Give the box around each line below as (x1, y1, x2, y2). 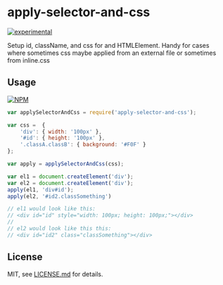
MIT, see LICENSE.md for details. (7, 270, 103, 278)
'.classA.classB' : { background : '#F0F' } (20, 141, 146, 148)
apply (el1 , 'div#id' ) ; (7, 186, 74, 194)
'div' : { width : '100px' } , (20, 128, 102, 135)
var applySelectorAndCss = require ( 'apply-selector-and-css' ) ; (7, 108, 197, 116)
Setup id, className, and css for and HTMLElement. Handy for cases (7, 41, 210, 49)
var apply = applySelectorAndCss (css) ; (7, 160, 125, 167)
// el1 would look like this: (7, 205, 96, 213)
